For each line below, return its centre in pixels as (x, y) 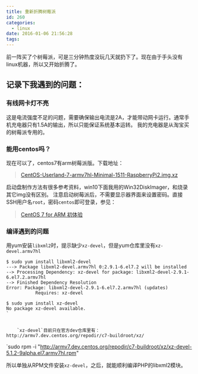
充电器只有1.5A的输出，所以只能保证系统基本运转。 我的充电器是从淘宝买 (100, 125)
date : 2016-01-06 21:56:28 (39, 34)
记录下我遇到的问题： (45, 85)
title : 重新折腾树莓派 (31, 12)
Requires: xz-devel (59, 293)
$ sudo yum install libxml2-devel (49, 262)
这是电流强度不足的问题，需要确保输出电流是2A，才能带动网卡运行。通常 (95, 117)
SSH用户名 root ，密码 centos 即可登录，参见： (61, 202)
